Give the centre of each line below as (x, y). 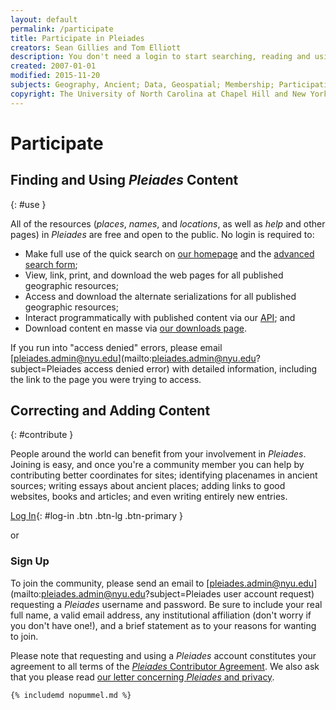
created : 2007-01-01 (53, 66)
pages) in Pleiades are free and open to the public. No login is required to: (162, 234)
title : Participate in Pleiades (77, 38)
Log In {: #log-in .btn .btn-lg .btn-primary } (96, 516)
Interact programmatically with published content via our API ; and (160, 317)
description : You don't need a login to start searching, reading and (160, 57)
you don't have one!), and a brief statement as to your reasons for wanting (163, 625)
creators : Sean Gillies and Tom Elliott (96, 47)
